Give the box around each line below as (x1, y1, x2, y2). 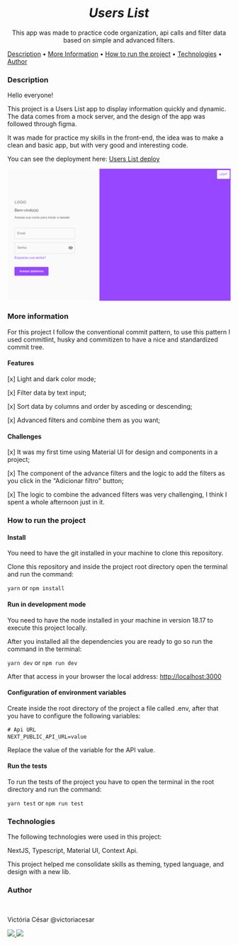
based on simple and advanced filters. (63, 35, 175, 44)
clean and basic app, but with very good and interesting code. (7, 141, 189, 149)
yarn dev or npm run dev (7, 658, 78, 667)
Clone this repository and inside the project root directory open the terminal (7, 562, 228, 571)
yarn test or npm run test (7, 798, 84, 807)
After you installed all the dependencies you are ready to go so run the (7, 637, 213, 645)
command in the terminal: (7, 645, 82, 653)
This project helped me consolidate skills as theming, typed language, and (7, 860, 225, 868)
